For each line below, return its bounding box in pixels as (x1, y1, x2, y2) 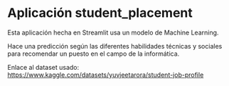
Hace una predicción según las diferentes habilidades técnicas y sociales (7, 42, 223, 50)
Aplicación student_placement (7, 5, 193, 21)
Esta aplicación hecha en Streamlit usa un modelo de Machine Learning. (7, 28, 219, 37)
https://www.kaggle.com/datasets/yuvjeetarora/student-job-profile (7, 70, 204, 79)
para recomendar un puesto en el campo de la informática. (7, 49, 180, 58)
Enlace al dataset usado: (7, 63, 80, 71)
